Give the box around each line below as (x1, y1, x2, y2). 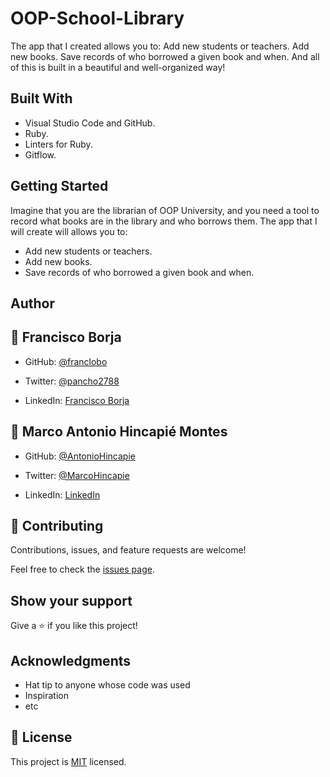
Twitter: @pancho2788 (24, 375, 120, 387)
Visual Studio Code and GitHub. (24, 117, 156, 129)
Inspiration (24, 690, 69, 702)
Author (10, 295, 55, 312)
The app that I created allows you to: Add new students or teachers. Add (10, 40, 310, 52)
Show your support (10, 592, 133, 609)
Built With (10, 90, 73, 107)
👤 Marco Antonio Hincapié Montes (10, 423, 228, 441)
